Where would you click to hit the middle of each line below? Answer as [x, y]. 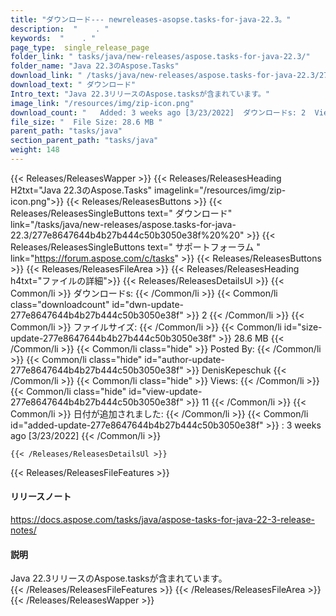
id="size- [303, 327]
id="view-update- [165, 391]
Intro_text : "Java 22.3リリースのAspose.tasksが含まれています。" [140, 94]
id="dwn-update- [147, 304]
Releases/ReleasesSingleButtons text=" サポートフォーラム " [135, 247]
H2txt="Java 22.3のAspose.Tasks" [81, 190]
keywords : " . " [53, 38]
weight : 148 [35, 150]
